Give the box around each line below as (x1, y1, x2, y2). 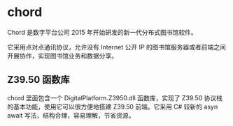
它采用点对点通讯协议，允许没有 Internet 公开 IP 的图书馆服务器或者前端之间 (7, 42, 226, 51)
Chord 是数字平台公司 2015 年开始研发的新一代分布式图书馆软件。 (7, 28, 197, 36)
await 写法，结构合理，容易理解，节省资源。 (7, 111, 135, 119)
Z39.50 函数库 (7, 74, 70, 86)
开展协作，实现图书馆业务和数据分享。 (7, 52, 118, 60)
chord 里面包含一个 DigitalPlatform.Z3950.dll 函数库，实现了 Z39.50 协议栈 (7, 93, 223, 102)
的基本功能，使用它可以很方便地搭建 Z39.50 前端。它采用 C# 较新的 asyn (7, 102, 218, 111)
